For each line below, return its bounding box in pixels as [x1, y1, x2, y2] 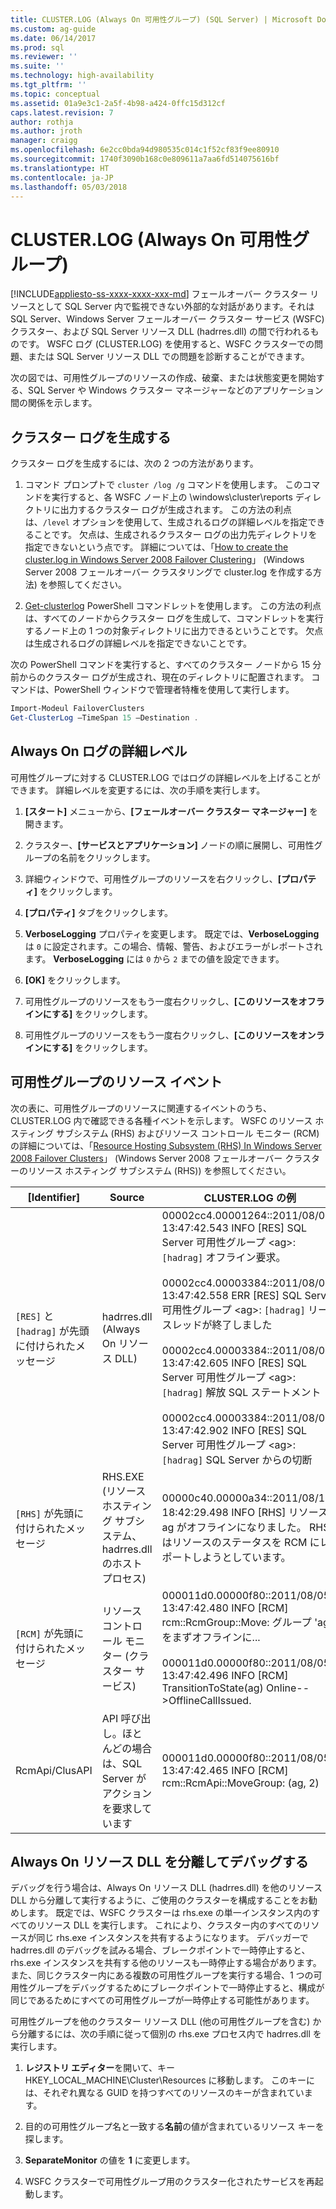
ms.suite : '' [10, 61, 65, 71]
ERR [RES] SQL [231, 1288, 303, 1302]
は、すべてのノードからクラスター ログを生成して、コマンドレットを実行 [24, 612, 324, 625]
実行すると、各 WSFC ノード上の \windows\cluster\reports [51, 491, 293, 503]
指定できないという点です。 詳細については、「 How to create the [24, 541, 289, 553]
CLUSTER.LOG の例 [203, 1191, 297, 1205]
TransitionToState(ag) [161, 1681, 264, 1695]
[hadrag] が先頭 [15, 1324, 90, 1338]
